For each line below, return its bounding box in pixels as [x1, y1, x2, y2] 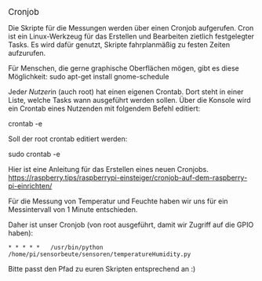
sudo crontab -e [8, 149, 60, 159]
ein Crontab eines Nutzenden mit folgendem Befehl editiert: [8, 104, 201, 113]
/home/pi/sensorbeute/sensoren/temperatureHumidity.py [8, 250, 191, 258]
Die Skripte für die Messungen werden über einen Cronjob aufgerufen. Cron [8, 24, 254, 32]
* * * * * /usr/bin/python [8, 243, 104, 251]
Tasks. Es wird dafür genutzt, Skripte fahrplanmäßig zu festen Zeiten [8, 40, 230, 49]
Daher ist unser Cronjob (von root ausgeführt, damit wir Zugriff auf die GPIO [8, 220, 254, 229]
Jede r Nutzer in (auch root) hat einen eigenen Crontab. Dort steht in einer [8, 87, 244, 97]
